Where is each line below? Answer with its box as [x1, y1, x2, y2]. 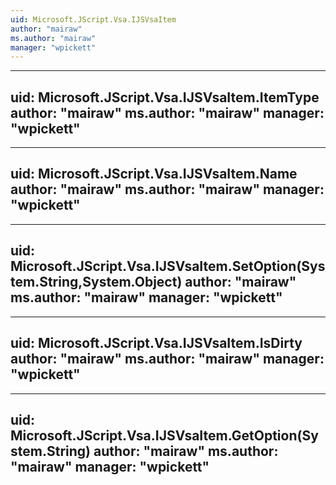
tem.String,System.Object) [10, 274, 183, 291]
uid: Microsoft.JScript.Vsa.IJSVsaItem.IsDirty [10, 335, 303, 352]
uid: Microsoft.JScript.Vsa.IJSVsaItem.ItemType [10, 89, 320, 106]
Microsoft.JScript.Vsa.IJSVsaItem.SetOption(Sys [10, 258, 326, 275]
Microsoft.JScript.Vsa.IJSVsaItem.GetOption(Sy [10, 427, 319, 444]
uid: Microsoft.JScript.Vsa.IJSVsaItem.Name [10, 166, 298, 183]
